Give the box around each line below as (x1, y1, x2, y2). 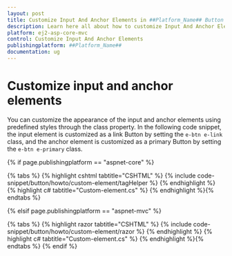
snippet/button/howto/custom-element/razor (7, 227, 135, 235)
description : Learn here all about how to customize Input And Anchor (7, 23, 215, 30)
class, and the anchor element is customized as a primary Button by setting (7, 137, 222, 145)
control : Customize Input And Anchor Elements (7, 36, 144, 43)
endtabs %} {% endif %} (7, 242, 78, 250)
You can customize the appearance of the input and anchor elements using (7, 115, 221, 124)
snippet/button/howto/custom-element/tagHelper (7, 178, 148, 186)
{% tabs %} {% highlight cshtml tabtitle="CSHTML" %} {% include (7, 171, 196, 180)
